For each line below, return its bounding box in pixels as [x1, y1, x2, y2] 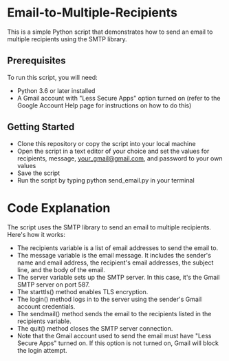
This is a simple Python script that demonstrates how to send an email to [7, 28, 213, 36]
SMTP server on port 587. [17, 280, 91, 289]
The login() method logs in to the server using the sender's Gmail [17, 295, 202, 303]
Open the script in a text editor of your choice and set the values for [17, 147, 210, 155]
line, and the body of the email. [17, 265, 105, 274]
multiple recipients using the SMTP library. [7, 34, 127, 43]
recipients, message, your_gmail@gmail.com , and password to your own [17, 154, 223, 163]
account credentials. [17, 302, 76, 311]
